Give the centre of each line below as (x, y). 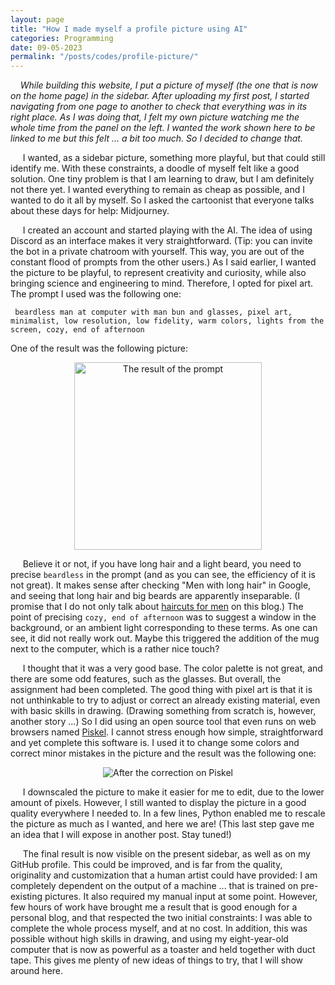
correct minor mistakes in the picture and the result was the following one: (163, 753)
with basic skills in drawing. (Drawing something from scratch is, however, (163, 711)
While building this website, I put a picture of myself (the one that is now (168, 85)
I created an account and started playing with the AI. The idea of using (167, 230)
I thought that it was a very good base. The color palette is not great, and (172, 668)
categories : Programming (62, 38)
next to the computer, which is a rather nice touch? (115, 649)
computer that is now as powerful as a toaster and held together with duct (163, 950)
